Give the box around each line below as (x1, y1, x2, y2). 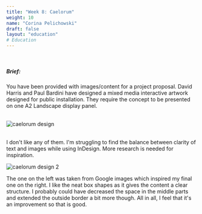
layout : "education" (6, 32, 59, 38)
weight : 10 (6, 15, 34, 21)
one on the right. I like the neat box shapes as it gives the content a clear (6, 181, 188, 189)
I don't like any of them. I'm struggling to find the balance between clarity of (6, 138, 196, 145)
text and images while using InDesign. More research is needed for (6, 145, 174, 152)
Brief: (6, 67, 21, 75)
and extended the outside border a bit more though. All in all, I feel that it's (6, 194, 192, 201)
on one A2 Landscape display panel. (6, 102, 98, 109)
